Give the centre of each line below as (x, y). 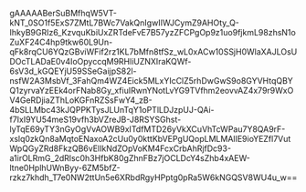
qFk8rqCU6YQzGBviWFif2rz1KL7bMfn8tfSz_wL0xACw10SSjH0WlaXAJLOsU (153, 52)
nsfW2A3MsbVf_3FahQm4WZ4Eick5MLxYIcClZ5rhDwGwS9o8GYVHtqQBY (152, 81)
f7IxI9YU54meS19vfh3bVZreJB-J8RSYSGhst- (95, 119)
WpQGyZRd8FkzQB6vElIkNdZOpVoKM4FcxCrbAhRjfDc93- (120, 148)
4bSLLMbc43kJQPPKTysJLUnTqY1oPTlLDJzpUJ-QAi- (112, 110)
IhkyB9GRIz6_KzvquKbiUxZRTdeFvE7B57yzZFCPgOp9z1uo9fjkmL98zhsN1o (153, 32)
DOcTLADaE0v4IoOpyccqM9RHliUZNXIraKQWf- (100, 61)
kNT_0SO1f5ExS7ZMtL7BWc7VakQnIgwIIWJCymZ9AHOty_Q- (125, 23)
